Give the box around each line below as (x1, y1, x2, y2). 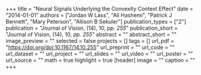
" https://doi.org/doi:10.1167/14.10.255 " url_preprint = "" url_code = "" (5, 44, 175, 51)
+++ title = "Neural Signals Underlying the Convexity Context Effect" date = (5, 5, 194, 12)
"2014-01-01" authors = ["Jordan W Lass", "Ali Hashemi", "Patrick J (5, 11, 173, 19)
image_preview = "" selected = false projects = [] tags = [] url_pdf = (5, 37, 174, 44)
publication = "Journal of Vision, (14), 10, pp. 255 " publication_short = (5, 24, 179, 31)
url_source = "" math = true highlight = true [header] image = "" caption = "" (5, 57, 196, 64)
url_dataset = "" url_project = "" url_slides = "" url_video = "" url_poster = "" (5, 50, 194, 57)
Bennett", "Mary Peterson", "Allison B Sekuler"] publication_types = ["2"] (5, 18, 187, 25)
